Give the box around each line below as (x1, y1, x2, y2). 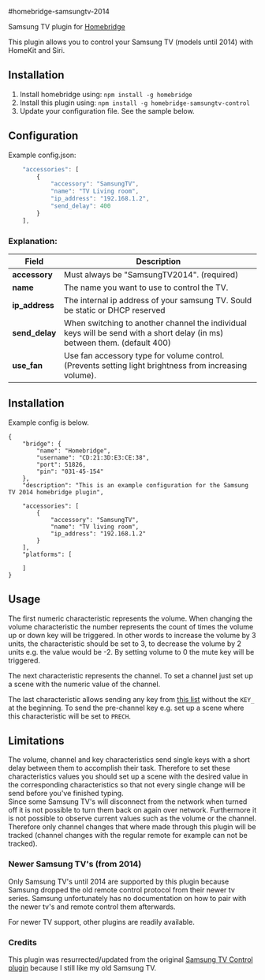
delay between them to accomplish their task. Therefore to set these (8, 764, 230, 773)
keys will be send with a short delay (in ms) (64, 327, 224, 338)
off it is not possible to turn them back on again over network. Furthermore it (8, 805, 257, 815)
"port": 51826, (36, 460, 87, 468)
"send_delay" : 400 (50, 202, 111, 210)
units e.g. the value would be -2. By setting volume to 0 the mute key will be (8, 647, 255, 656)
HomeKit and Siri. (8, 46, 65, 54)
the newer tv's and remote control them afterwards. (8, 902, 176, 911)
